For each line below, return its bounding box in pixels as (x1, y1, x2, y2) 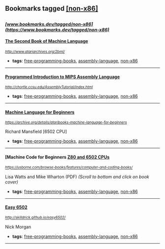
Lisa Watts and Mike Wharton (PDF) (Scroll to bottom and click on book (5, 174, 150, 180)
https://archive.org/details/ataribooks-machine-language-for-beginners (5, 120, 127, 125)
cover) (5, 179, 19, 185)
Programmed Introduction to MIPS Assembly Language (5, 74, 120, 80)
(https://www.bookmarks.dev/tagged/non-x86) (5, 27, 110, 33)
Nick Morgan (5, 224, 31, 230)
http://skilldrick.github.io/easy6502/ (5, 215, 66, 220)
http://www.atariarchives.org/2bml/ (5, 49, 65, 54)
